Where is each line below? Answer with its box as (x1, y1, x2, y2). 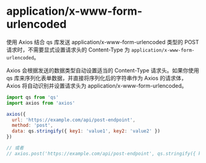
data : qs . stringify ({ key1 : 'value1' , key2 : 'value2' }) (12, 128, 161, 134)
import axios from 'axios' (6, 100, 75, 106)
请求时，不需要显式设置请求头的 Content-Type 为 (6, 46, 131, 53)
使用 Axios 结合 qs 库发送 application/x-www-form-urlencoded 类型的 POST (6, 38, 199, 45)
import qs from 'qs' (6, 94, 59, 100)
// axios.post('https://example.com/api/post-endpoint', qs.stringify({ (6, 150, 196, 157)
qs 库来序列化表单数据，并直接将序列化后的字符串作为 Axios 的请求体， (6, 74, 187, 81)
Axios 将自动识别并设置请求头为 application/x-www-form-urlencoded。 (6, 81, 188, 89)
